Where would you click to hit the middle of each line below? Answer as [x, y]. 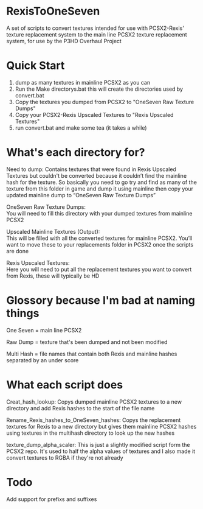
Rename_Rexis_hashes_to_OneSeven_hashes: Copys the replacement [94, 420]
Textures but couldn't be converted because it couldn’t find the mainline [97, 175]
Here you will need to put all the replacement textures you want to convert [99, 269]
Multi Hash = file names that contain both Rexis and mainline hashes [92, 354]
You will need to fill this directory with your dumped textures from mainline [99, 213]
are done [18, 251]
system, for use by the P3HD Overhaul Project [64, 41]
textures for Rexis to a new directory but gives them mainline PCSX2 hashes [101, 426]
